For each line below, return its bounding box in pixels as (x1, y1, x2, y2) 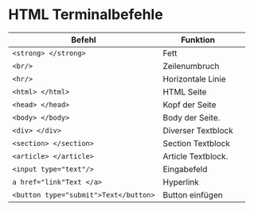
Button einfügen (162, 189, 223, 200)
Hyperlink (162, 176, 199, 187)
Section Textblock (162, 137, 231, 148)
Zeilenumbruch (162, 60, 220, 71)
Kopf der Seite (162, 99, 217, 110)
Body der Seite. (162, 112, 221, 123)
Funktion (180, 34, 215, 45)
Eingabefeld (162, 163, 208, 175)
